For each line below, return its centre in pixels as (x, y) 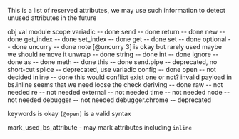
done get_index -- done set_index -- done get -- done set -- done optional (117, 39)
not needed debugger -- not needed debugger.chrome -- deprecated (110, 100)
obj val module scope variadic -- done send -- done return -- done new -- (116, 32)
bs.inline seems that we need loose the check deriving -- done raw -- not (115, 84)
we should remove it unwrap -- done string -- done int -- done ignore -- (113, 54)
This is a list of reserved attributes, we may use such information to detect (117, 10)
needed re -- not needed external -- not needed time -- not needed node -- (119, 92)
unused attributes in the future (52, 18)
